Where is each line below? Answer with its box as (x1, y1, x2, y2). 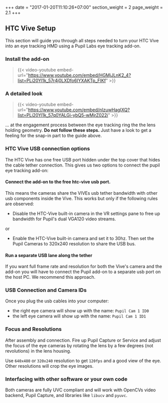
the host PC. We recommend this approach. (5, 274, 96, 280)
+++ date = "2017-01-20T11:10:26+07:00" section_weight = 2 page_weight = (5, 5, 163, 10)
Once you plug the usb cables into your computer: (5, 298, 109, 304)
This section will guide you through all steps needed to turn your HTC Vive (5, 37, 159, 43)
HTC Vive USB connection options (5, 145, 90, 152)
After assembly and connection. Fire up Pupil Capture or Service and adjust (5, 337, 161, 343)
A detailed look (5, 90, 43, 97)
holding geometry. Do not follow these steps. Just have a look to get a (5, 127, 151, 133)
